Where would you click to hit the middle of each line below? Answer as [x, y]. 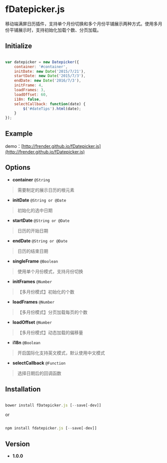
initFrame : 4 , [29, 85]
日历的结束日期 [33, 251]
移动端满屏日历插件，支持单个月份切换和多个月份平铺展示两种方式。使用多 [82, 24]
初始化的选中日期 [35, 210]
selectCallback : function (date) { [50, 104]
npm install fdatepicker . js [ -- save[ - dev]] [51, 428]
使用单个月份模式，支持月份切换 [50, 271]
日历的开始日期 [33, 230]
